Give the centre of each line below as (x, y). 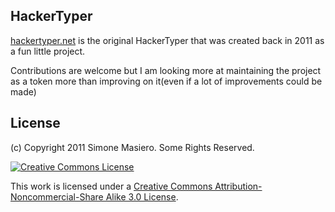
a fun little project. (48, 51)
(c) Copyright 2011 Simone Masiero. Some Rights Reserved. (132, 147)
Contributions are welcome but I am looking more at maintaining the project (166, 70)
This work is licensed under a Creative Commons (111, 186)
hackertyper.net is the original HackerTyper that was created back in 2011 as (167, 40)
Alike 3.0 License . (142, 196)
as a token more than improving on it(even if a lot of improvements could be (166, 81)
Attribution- (238, 186)
